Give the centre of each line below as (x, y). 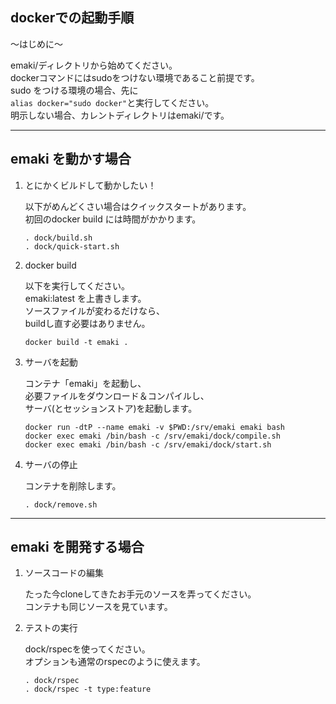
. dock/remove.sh (61, 504)
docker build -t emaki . (76, 342)
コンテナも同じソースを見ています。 (98, 607)
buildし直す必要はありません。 (87, 323)
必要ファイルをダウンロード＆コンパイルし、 (117, 395)
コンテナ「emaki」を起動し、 (85, 383)
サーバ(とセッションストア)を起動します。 (111, 408)
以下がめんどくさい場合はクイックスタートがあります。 (138, 206)
